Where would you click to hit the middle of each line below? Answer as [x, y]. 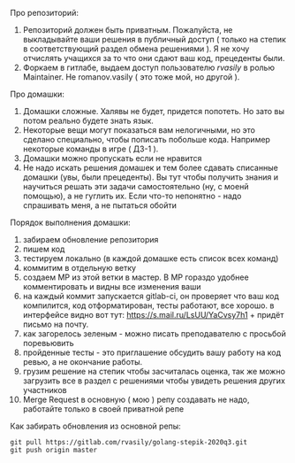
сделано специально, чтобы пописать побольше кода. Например [146, 139]
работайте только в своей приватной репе [103, 409]
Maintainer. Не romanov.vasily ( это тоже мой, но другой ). [131, 77]
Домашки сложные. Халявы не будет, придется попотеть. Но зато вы [154, 111]
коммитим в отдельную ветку [79, 268]
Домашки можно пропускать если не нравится [112, 158]
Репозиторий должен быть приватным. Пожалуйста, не [128, 30]
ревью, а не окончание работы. [83, 362]
